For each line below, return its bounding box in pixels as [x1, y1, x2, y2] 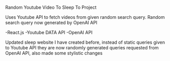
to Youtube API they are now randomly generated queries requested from [5, 45, 159, 50]
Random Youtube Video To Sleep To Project [5, 5, 97, 10]
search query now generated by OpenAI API [5, 20, 97, 25]
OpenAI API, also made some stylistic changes [5, 50, 103, 56]
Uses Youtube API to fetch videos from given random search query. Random [5, 14, 165, 20]
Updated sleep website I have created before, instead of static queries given [5, 39, 165, 45]
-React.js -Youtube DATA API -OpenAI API [5, 29, 93, 35]
